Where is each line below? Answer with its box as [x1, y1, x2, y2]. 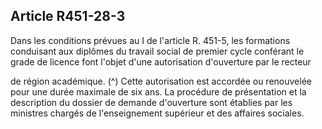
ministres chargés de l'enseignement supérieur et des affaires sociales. [10, 107, 305, 119]
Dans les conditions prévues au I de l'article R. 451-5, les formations [10, 34, 291, 46]
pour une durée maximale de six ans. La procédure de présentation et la [10, 85, 307, 98]
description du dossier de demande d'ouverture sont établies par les [10, 96, 293, 108]
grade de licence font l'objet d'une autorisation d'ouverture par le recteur [10, 55, 312, 68]
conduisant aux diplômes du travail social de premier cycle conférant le [10, 45, 305, 57]
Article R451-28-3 [10, 8, 126, 25]
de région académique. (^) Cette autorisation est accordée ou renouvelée [10, 75, 312, 87]
